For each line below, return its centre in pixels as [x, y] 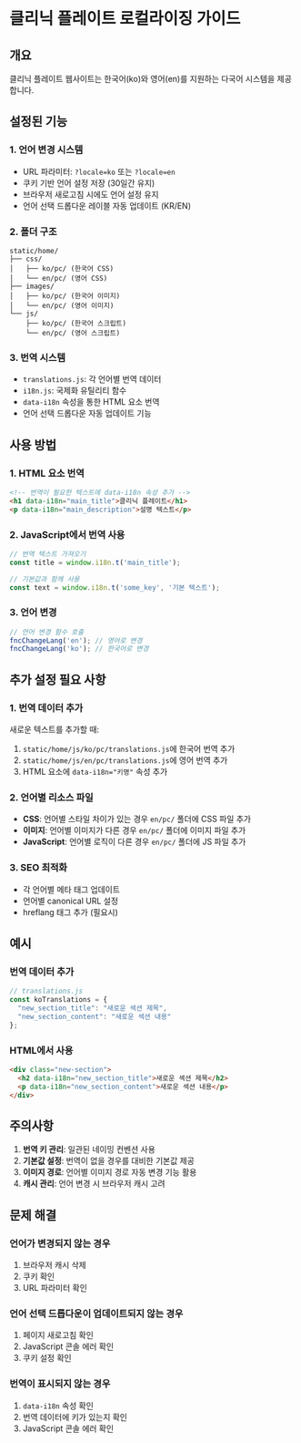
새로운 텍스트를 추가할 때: [55, 729]
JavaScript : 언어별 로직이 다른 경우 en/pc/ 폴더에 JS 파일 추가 [134, 842]
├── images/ [32, 286]
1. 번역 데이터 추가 [46, 707]
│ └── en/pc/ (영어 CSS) [59, 278]
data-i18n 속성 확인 [58, 1406]
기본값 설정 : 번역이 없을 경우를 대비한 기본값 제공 [109, 1161]
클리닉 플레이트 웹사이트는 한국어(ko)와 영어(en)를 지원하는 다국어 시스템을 [142, 79]
